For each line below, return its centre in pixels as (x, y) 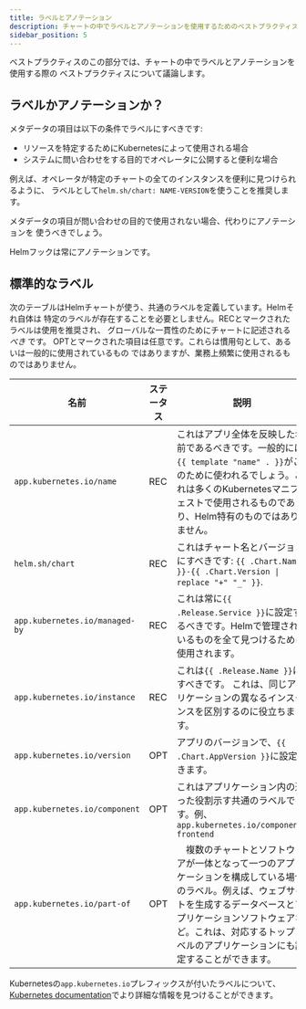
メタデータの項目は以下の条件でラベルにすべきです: (106, 129)
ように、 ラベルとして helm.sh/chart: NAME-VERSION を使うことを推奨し (149, 190)
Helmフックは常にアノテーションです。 (82, 252)
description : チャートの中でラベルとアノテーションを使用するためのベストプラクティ (151, 26)
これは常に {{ (204, 599)
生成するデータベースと (245, 904)
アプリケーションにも (250, 946)
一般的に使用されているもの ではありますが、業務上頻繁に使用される (154, 353)
